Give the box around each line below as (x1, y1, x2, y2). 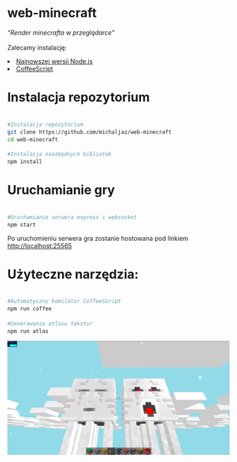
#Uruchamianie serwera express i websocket (7, 213, 138, 220)
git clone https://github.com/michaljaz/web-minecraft (7, 129, 172, 136)
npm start (7, 221, 37, 228)
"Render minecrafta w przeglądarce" (7, 28, 115, 37)
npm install (7, 158, 42, 165)
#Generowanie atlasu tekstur (7, 320, 93, 327)
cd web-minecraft (7, 136, 59, 143)
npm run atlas (7, 327, 49, 335)
